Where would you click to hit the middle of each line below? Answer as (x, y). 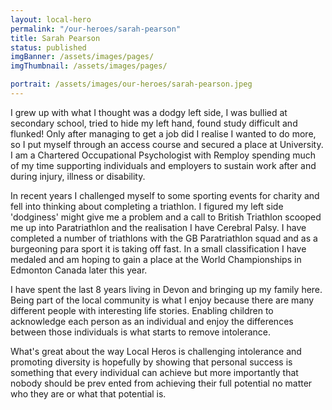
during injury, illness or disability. (78, 176)
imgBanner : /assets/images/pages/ (82, 57)
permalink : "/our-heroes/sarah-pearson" (96, 29)
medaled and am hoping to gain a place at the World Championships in (156, 259)
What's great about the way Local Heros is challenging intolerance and (156, 351)
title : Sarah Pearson (55, 38)
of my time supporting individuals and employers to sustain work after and (163, 165)
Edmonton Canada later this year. (79, 270)
